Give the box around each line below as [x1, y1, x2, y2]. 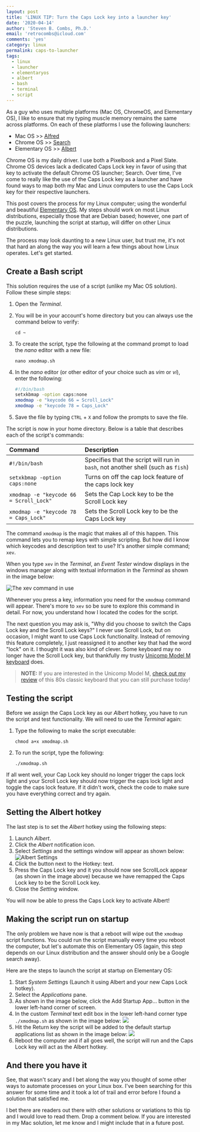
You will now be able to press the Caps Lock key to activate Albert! [6, 897, 170, 904]
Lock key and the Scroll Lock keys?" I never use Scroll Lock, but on [6, 627, 171, 634]
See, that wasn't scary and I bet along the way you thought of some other [6, 1076, 187, 1083]
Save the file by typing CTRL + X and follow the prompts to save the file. [14, 413, 188, 421]
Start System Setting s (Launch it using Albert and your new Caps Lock [14, 978, 187, 985]
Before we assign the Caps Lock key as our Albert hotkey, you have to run [6, 709, 187, 716]
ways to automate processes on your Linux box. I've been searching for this [6, 1083, 192, 1090]
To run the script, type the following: [14, 749, 104, 756]
